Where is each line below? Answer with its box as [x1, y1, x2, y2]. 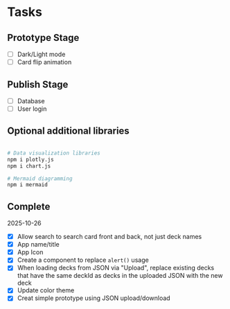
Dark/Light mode [17, 50, 66, 58]
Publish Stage [7, 78, 69, 90]
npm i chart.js [7, 162, 51, 170]
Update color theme [17, 286, 75, 294]
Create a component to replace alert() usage [17, 256, 149, 264]
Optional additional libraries [7, 125, 130, 137]
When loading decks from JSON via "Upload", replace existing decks [17, 264, 215, 272]
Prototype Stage [7, 32, 80, 44]
